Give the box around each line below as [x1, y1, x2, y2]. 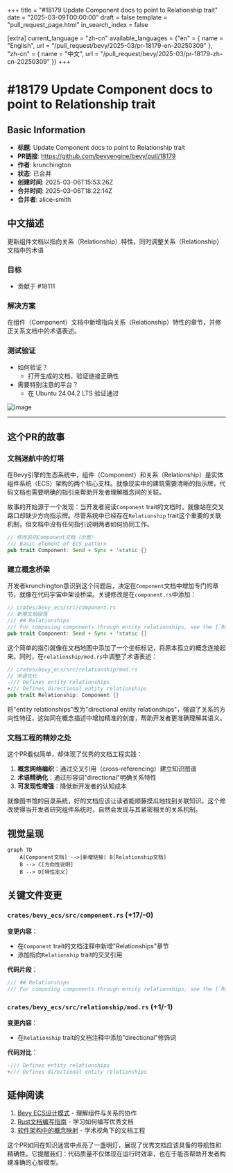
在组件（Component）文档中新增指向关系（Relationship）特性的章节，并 [7, 318, 216, 327]
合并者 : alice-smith [17, 196, 71, 203]
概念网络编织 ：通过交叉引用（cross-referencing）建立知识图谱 [17, 764, 197, 773]
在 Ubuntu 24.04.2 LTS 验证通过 [27, 388, 119, 397]
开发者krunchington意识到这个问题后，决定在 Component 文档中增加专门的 [7, 582, 213, 590]
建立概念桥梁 [7, 565, 51, 574]
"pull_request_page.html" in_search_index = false [7, 21, 148, 28]
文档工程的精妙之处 [7, 733, 71, 742]
